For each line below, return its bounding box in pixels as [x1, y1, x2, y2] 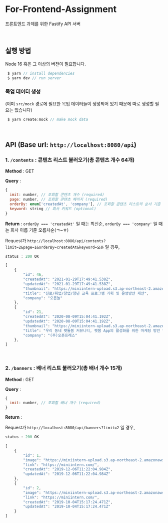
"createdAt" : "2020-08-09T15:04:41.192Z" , [23, 314, 113, 319]
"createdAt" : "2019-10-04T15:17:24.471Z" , [23, 499, 113, 504]
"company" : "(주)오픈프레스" [23, 332, 77, 338]
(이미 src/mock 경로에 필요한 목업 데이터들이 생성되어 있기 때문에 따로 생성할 [5, 100, 154, 106]
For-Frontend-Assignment [5, 4, 116, 15]
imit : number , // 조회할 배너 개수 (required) [9, 400, 101, 406]
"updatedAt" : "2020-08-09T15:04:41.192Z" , [23, 318, 113, 324]
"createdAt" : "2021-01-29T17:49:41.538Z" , [23, 277, 113, 282]
